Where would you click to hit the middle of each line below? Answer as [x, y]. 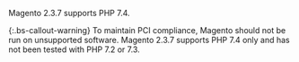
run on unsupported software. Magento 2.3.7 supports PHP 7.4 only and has [149, 40]
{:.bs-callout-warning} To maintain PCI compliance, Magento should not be [147, 30]
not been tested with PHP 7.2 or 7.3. [74, 49]
